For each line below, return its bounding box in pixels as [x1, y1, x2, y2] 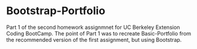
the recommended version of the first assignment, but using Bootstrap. [6, 36, 182, 43]
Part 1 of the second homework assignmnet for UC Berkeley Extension [6, 24, 180, 31]
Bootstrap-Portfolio [6, 4, 106, 18]
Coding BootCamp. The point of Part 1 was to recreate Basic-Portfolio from [6, 30, 192, 37]
